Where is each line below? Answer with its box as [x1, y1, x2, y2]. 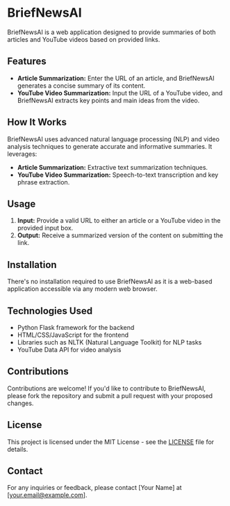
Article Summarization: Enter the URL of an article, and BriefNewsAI [17, 74, 215, 82]
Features [7, 56, 47, 68]
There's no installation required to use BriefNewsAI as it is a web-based [7, 277, 213, 286]
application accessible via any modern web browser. [7, 285, 158, 293]
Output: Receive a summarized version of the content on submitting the [17, 231, 224, 239]
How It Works [7, 116, 67, 128]
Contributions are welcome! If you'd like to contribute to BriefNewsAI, [7, 384, 206, 393]
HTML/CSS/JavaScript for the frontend [17, 331, 129, 339]
